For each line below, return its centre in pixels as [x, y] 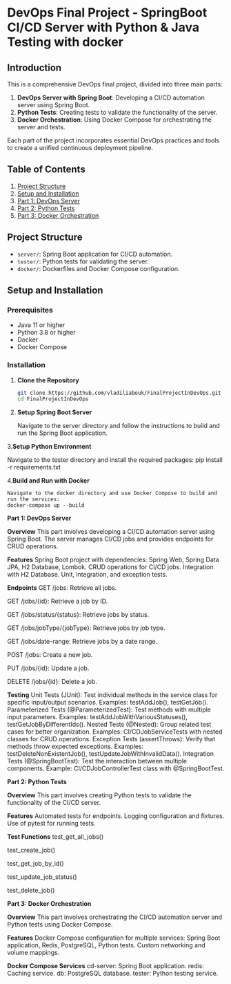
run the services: [33, 499]
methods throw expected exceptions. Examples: [75, 746]
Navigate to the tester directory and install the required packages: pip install [115, 460]
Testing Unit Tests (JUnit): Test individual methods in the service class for [112, 695]
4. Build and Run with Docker [48, 481]
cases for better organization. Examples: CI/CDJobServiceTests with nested [115, 732]
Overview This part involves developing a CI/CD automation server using [111, 532]
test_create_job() [31, 850]
